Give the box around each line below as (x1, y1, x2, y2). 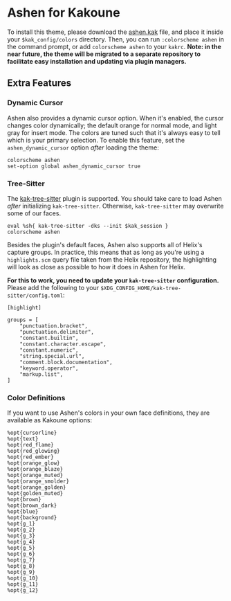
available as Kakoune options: (7, 416, 92, 424)
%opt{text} (7, 436, 39, 442)
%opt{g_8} (7, 563, 36, 570)
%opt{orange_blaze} (7, 466, 64, 473)
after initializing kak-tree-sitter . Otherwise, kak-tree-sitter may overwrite (7, 201, 224, 210)
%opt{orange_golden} (7, 484, 67, 491)
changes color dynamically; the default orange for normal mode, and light (7, 121, 217, 129)
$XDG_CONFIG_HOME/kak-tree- (100, 285, 182, 291)
